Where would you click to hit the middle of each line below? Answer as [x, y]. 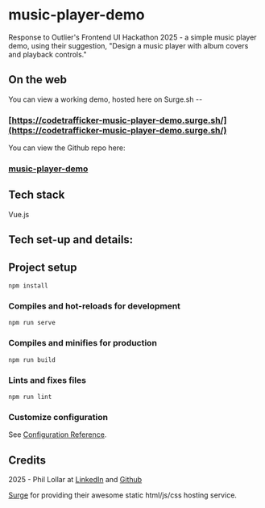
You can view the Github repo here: [67, 148]
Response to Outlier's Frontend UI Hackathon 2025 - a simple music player [132, 37]
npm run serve [32, 323]
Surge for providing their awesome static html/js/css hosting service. [123, 495]
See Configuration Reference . [58, 435]
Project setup [43, 267]
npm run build [32, 360]
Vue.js [19, 214]
